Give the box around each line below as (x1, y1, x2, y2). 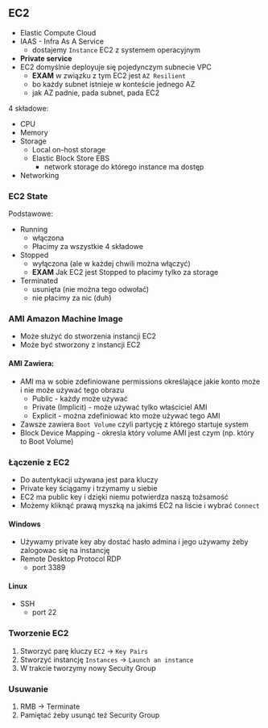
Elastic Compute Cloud (19, 27, 97, 37)
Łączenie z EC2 (8, 456, 70, 468)
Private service (19, 53, 72, 63)
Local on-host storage (31, 144, 106, 154)
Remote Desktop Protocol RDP (19, 554, 122, 564)
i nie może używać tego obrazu (19, 385, 125, 394)
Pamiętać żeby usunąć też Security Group (19, 709, 160, 720)
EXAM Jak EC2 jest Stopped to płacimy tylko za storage (31, 268, 219, 277)
